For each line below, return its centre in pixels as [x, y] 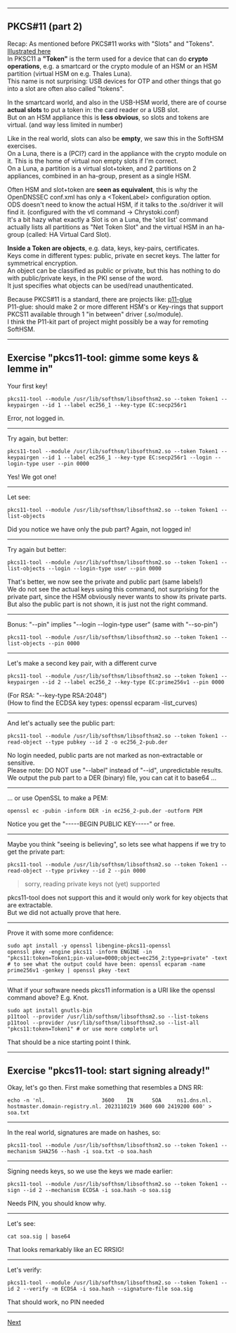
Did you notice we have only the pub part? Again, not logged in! [99, 529]
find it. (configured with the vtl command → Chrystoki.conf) [93, 211]
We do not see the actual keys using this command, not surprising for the [113, 589]
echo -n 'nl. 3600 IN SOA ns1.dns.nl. [110, 1100]
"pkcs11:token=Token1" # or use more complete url [83, 1029]
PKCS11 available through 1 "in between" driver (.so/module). [95, 314]
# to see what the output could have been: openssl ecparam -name [106, 964]
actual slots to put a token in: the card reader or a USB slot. [93, 109]
